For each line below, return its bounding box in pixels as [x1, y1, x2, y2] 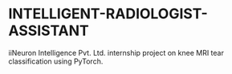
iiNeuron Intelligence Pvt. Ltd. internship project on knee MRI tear [8, 48, 225, 57]
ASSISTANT [8, 21, 90, 40]
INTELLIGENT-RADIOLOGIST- [8, 5, 209, 23]
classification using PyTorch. [8, 56, 104, 66]
